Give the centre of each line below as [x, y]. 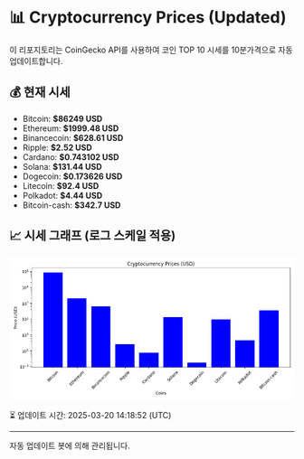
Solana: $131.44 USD [62, 166]
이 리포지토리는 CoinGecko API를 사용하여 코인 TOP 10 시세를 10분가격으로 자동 [151, 50]
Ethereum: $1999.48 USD [71, 128]
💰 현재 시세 [40, 93]
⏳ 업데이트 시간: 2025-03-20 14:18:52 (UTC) [90, 415]
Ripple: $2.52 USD [57, 147]
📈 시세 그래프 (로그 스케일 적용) [93, 236]
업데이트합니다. [36, 61]
